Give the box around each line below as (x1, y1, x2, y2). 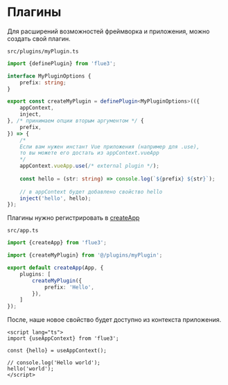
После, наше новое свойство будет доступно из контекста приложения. (7, 316, 222, 324)
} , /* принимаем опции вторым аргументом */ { (7, 117, 144, 125)
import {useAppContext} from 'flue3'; (7, 335, 119, 342)
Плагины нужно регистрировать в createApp (7, 214, 140, 222)
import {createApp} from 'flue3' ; (7, 239, 107, 246)
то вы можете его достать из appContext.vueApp (19, 150, 159, 157)
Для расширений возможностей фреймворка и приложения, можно (7, 27, 210, 35)
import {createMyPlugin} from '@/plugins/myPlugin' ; (7, 252, 163, 259)
